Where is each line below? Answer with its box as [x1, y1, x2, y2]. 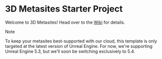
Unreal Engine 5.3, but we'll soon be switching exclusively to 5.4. [5, 48, 135, 54]
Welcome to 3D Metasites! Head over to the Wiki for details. [5, 19, 125, 25]
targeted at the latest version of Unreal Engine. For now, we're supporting [5, 43, 153, 49]
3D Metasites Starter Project [5, 3, 123, 15]
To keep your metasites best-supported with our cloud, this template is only [5, 38, 157, 44]
